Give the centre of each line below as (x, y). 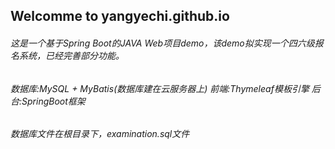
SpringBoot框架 (53, 101)
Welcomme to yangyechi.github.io (120, 16)
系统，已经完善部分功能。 (71, 55)
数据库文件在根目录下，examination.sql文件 (100, 134)
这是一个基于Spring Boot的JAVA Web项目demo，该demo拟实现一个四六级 (162, 43)
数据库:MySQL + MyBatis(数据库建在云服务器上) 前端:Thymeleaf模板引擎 (160, 88)
